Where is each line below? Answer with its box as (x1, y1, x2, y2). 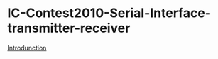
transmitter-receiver (7, 20, 131, 36)
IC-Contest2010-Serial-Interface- (7, 5, 212, 21)
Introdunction (7, 43, 47, 52)
